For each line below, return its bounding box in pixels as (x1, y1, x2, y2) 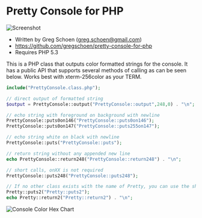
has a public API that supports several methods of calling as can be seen (6, 66, 187, 73)
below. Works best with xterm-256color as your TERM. (6, 73, 142, 80)
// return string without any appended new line (6, 151, 130, 157)
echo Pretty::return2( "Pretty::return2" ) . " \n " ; (6, 195, 133, 201)
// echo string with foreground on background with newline (6, 112, 161, 118)
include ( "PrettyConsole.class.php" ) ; (6, 84, 101, 91)
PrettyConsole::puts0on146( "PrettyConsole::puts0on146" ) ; (6, 117, 155, 124)
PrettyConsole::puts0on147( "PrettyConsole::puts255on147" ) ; (6, 123, 161, 129)
